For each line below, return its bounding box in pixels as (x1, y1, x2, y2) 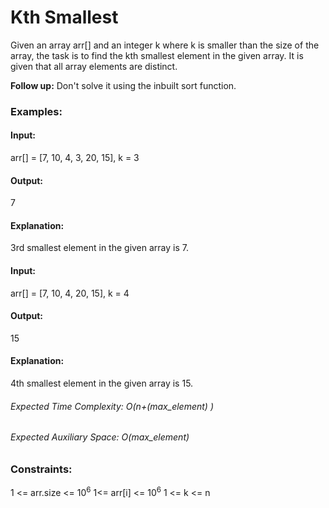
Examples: (10, 104, 63, 118)
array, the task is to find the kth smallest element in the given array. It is (10, 49, 304, 61)
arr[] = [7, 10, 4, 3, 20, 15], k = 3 (10, 152, 140, 164)
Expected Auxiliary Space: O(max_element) (10, 431, 190, 443)
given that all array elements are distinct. (10, 60, 178, 72)
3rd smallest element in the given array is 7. (10, 242, 189, 254)
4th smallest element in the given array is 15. (10, 377, 194, 390)
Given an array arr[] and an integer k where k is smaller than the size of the (10, 39, 320, 51)
